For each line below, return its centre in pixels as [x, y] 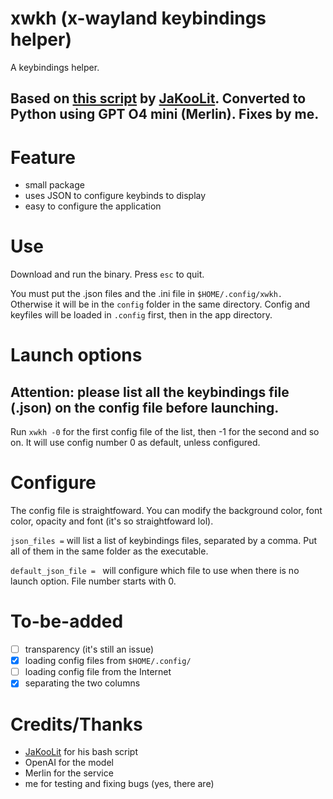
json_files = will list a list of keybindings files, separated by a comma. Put [163, 541]
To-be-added [67, 621]
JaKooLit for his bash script [81, 752]
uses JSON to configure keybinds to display [115, 196]
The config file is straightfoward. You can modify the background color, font [166, 511]
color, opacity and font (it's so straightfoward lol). [112, 521]
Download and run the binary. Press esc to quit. [107, 274]
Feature [43, 157]
